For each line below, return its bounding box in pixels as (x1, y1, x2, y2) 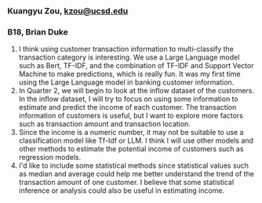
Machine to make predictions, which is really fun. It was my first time (18, 69, 241, 79)
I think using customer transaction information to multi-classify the (18, 45, 235, 54)
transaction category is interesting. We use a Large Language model (18, 53, 240, 62)
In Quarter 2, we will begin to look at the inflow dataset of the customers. (18, 86, 255, 96)
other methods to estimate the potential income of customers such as (18, 144, 244, 154)
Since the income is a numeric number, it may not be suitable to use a (18, 128, 244, 137)
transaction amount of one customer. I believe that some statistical (18, 178, 235, 187)
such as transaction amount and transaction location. (18, 119, 191, 129)
